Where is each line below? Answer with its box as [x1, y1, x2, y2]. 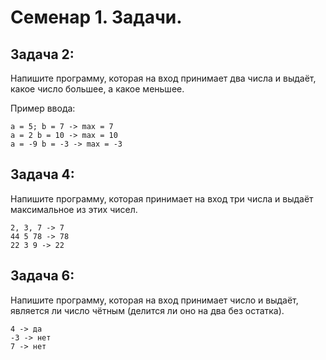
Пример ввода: [10, 102, 76, 114]
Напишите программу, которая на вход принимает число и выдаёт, [10, 294, 299, 306]
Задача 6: [10, 267, 75, 285]
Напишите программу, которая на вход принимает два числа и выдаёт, [10, 72, 317, 84]
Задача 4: [10, 166, 75, 183]
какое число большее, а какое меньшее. [10, 83, 185, 95]
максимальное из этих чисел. [10, 203, 138, 215]
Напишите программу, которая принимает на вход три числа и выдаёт [10, 192, 314, 205]
